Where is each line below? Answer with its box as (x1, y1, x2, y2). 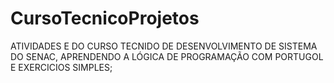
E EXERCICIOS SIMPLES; (10, 61, 113, 73)
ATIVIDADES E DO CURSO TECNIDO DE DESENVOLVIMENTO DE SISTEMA (10, 40, 318, 52)
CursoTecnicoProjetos (10, 7, 200, 30)
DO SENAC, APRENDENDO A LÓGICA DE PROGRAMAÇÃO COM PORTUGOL (10, 50, 324, 62)
